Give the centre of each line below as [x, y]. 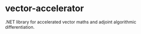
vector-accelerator [45, 8]
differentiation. [20, 27]
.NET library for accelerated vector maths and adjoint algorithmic [71, 22]
